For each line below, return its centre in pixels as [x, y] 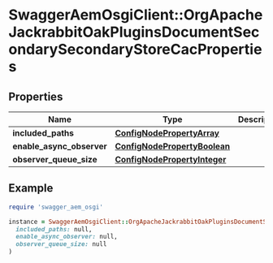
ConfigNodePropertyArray [167, 133]
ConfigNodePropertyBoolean [173, 146]
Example [31, 188]
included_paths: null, [54, 229]
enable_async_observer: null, [67, 237]
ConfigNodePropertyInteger [171, 160]
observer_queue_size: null [61, 244]
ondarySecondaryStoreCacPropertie [135, 50]
